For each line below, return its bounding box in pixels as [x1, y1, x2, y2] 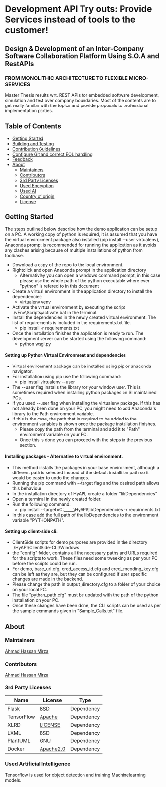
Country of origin [19, 193, 55, 199]
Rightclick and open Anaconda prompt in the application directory [12, 267, 147, 273]
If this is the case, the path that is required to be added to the [12, 416, 137, 421]
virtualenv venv [19, 299, 51, 305]
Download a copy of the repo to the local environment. [12, 262, 124, 268]
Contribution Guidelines [12, 146, 61, 152]
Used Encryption [19, 182, 54, 189]
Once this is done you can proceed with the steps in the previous [19, 437, 152, 443]
